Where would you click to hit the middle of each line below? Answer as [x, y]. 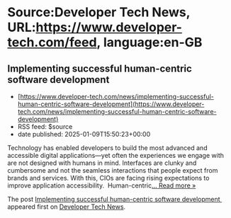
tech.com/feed [52, 42]
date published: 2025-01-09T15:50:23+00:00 [84, 134]
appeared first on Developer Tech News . [67, 207]
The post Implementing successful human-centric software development [114, 199]
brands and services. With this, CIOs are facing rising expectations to [108, 178]
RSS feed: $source [45, 127]
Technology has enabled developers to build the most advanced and [107, 148]
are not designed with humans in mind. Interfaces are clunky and [102, 163]
